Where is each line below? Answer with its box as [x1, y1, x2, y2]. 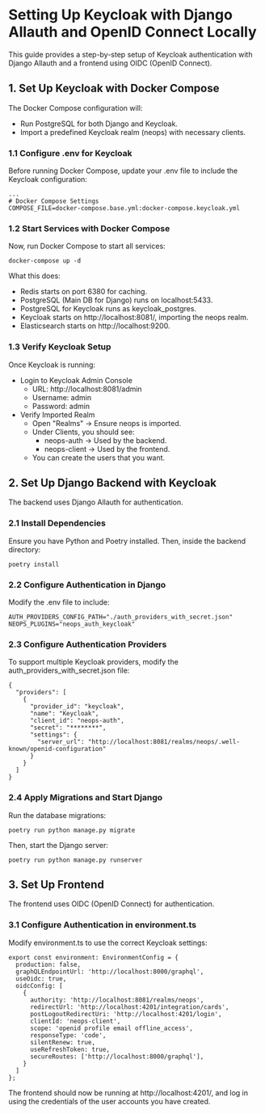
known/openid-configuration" [8, 745, 107, 753]
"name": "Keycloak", [29, 710, 99, 718]
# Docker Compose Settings [8, 197, 99, 205]
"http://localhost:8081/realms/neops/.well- [87, 738, 241, 746]
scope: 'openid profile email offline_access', [29, 1024, 194, 1032]
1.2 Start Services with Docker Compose [8, 222, 170, 234]
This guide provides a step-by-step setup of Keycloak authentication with [8, 49, 253, 59]
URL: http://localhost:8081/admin [32, 384, 143, 394]
